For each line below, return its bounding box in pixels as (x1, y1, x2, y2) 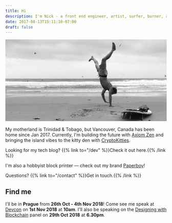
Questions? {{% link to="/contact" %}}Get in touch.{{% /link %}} (5, 172, 142, 179)
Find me (5, 187, 32, 196)
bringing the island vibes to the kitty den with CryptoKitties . (5, 137, 131, 144)
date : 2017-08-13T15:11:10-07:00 (5, 19, 77, 24)
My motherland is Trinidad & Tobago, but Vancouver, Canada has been (5, 126, 155, 133)
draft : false (5, 25, 33, 30)
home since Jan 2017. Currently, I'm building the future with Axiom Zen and (5, 132, 164, 138)
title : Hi (5, 8, 27, 13)
